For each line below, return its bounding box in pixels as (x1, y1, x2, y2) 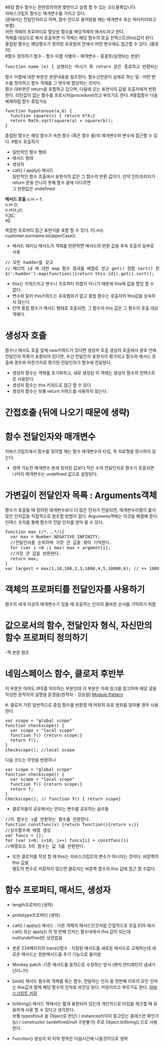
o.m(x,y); (5, 207, 23, 213)
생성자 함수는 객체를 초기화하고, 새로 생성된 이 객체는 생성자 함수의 (12, 370, 139, 375)
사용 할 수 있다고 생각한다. (25, 1006, 75, 1013)
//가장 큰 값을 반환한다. (10, 551, 61, 556)
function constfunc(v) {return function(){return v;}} (5, 822, 139, 827)
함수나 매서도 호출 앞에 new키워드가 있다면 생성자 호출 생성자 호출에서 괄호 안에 (5, 347, 157, 353)
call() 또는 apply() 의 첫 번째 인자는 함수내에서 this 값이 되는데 (12, 928, 131, 935)
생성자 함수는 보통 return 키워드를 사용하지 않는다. (12, 388, 108, 394)
